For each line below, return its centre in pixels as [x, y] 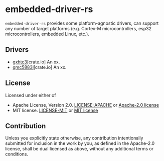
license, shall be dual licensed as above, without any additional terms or [79, 149]
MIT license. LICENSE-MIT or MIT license [55, 110]
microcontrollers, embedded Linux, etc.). [47, 34]
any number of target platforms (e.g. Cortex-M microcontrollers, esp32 [78, 28]
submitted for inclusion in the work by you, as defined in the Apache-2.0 [80, 143]
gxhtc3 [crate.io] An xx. [36, 62]
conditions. [17, 154]
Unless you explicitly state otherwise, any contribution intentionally [74, 138]
